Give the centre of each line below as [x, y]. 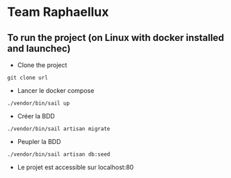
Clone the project [42, 65]
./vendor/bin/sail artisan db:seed [59, 154]
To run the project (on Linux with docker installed [116, 38]
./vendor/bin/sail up [39, 103]
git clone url [28, 78]
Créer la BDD [36, 116]
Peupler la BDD [39, 142]
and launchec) [39, 48]
